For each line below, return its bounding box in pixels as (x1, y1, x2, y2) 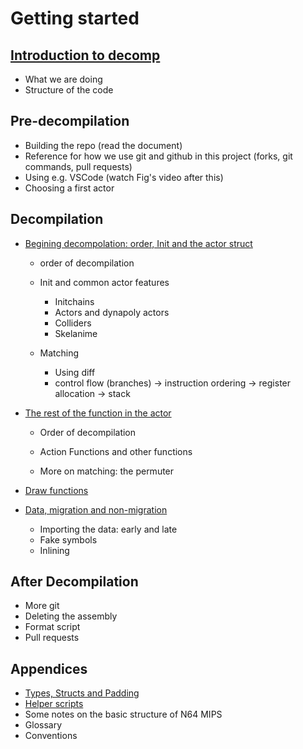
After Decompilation (10, 573, 139, 591)
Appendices (10, 660, 88, 677)
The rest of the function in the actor (24, 407, 172, 419)
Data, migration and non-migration (24, 503, 168, 516)
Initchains (54, 295, 95, 307)
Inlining (39, 544, 70, 556)
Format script (24, 621, 81, 633)
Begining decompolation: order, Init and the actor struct (24, 237, 253, 249)
